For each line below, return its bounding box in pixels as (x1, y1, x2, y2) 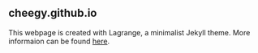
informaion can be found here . (8, 36, 110, 46)
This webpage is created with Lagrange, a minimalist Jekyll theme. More (8, 27, 251, 37)
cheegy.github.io (8, 6, 97, 20)
